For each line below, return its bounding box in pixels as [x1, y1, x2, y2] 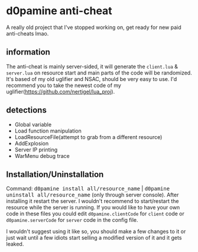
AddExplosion [14, 140, 49, 147]
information [6, 47, 50, 57]
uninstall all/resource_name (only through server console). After [6, 191, 179, 199]
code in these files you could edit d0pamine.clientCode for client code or [6, 210, 185, 217]
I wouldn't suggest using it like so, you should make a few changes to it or [6, 228, 186, 235]
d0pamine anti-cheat [6, 4, 112, 18]
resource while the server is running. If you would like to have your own [6, 204, 180, 211]
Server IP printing [14, 146, 58, 153]
